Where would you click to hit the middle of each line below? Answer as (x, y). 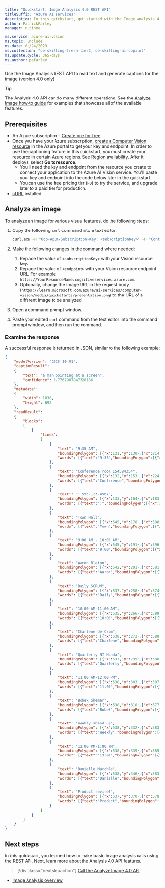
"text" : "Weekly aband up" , (86, 724)
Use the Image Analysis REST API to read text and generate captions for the (82, 74)
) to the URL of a (126, 295)
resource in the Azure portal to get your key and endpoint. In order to (82, 146)
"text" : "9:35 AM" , (78, 449)
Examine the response (32, 337)
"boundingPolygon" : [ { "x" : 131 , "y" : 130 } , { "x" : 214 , (110, 453)
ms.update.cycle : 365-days (33, 55)
